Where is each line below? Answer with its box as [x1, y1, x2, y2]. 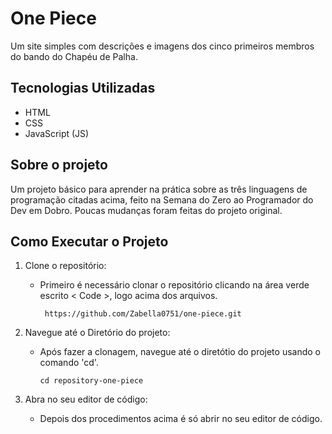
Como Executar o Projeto [10, 233, 169, 250]
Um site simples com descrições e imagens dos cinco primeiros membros [10, 40, 315, 52]
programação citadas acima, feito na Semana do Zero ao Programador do [10, 193, 314, 206]
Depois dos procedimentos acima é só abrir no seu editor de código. [39, 413, 323, 425]
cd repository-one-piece [39, 376, 144, 386]
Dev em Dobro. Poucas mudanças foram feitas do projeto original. [10, 204, 283, 216]
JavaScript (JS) [24, 127, 90, 139]
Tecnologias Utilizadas [10, 80, 156, 97]
